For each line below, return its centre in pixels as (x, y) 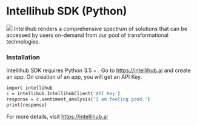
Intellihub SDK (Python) (67, 11)
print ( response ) (27, 105)
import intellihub (29, 88)
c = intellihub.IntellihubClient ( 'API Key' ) (63, 94)
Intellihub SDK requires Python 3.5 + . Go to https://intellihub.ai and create (98, 70)
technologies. (23, 41)
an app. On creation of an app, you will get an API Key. (74, 77)
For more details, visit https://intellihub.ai (57, 116)
